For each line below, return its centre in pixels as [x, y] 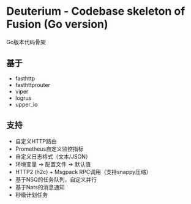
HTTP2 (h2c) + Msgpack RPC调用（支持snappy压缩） [83, 172]
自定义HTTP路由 [36, 141]
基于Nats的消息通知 [40, 187]
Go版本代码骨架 [26, 42]
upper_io [26, 104]
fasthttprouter [33, 85]
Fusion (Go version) [57, 24]
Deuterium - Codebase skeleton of [96, 11]
